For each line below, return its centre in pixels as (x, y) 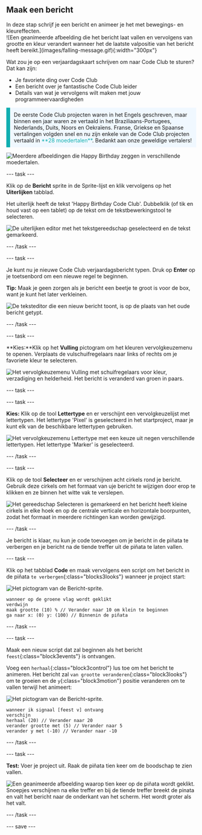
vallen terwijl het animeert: (39, 687)
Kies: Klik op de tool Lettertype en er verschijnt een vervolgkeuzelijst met (98, 414)
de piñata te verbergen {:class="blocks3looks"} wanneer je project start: (96, 577)
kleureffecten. (24, 31)
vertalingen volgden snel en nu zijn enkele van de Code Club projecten (102, 134)
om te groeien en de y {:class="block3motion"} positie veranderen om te (96, 680)
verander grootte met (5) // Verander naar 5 (64, 726)
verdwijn (17, 604)
